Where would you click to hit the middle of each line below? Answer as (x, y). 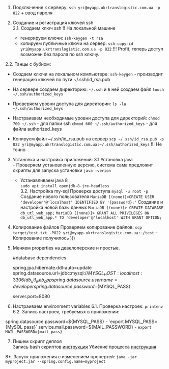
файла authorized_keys (37, 129)
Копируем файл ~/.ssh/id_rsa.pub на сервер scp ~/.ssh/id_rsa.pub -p (88, 139)
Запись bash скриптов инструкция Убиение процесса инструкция (84, 347)
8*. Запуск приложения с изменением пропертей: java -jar (71, 356)
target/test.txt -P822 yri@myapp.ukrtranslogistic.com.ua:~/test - (85, 232)
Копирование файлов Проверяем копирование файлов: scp (77, 227)
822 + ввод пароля (33, 13)
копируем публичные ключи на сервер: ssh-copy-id (77, 43)
